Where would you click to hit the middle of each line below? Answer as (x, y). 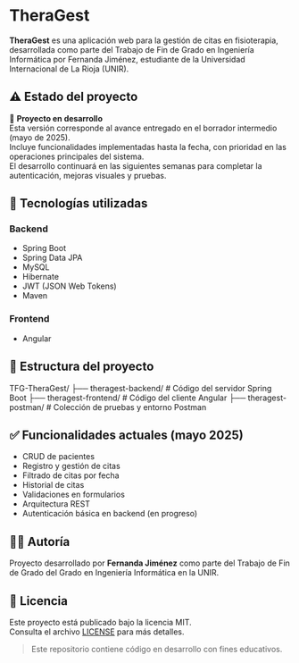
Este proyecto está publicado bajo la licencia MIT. (100, 622)
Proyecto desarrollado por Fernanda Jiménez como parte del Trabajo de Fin (149, 563)
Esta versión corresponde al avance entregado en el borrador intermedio (143, 128)
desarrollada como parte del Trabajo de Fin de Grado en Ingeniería (132, 49)
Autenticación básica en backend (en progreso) (110, 514)
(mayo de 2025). (40, 137)
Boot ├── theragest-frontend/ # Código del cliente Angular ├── (128, 398)
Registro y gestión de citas (71, 466)
